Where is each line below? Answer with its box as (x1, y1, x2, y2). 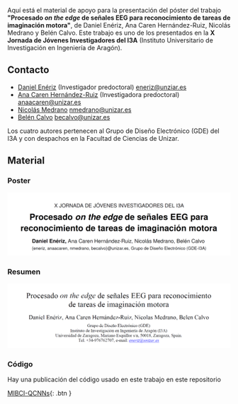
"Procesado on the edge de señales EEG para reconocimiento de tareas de (7, 13, 231, 22)
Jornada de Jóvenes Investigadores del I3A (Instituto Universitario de (7, 36, 214, 45)
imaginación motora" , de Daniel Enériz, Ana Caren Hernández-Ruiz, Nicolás (7, 21, 231, 29)
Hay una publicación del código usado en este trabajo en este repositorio (7, 375, 222, 383)
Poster (7, 176, 30, 186)
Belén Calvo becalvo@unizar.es (17, 112, 110, 121)
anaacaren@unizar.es (17, 98, 81, 106)
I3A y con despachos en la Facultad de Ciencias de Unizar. (7, 134, 179, 142)
